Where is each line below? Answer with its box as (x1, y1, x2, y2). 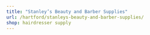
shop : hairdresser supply (6, 20, 71, 26)
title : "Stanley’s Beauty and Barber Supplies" (6, 8, 128, 15)
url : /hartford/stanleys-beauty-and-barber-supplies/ (6, 14, 145, 20)
